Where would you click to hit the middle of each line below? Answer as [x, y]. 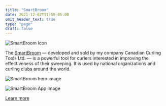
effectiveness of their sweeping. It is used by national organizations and [80, 64]
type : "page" [19, 24]
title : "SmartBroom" [27, 10]
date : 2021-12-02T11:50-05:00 [37, 15]
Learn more [17, 98]
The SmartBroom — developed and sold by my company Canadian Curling [83, 53]
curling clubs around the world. [38, 69]
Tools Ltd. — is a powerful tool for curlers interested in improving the [77, 58]
